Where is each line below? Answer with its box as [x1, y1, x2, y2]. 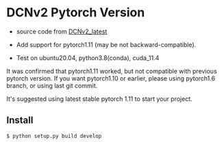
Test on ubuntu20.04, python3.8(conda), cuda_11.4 [16, 53, 160, 62]
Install [6, 115, 34, 126]
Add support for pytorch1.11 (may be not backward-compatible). [16, 40, 197, 48]
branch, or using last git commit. [6, 81, 98, 89]
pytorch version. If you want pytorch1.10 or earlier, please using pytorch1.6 [6, 74, 216, 83]
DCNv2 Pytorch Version [6, 5, 145, 20]
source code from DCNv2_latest [16, 27, 108, 35]
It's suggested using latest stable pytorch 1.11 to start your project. [6, 94, 192, 103]
